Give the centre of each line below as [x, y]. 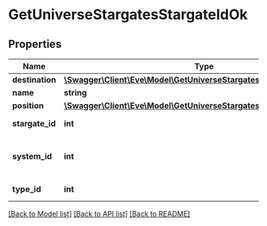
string [75, 93]
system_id [32, 156]
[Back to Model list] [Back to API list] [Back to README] [99, 214]
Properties [35, 44]
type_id [27, 189]
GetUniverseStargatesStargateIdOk [128, 15]
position [28, 105]
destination [34, 80]
